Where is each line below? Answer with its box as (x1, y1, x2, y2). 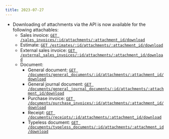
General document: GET (27, 67, 76, 73)
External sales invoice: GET (20, 47, 75, 53)
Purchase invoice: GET (27, 95, 73, 101)
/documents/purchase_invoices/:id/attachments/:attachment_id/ (27, 101, 164, 106)
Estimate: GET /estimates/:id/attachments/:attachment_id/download (20, 41, 163, 48)
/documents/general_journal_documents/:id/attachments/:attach (27, 86, 164, 91)
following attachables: (12, 26, 59, 33)
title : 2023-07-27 (5, 7, 44, 13)
